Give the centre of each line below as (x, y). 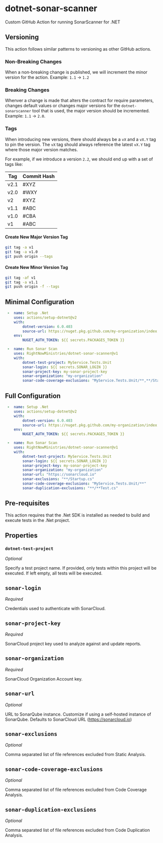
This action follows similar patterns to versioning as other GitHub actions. (78, 49)
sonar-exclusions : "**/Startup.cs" (58, 479)
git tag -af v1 (20, 278)
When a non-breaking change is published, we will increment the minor (76, 72)
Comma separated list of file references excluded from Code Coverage (76, 790)
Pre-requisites (27, 503)
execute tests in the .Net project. (38, 520)
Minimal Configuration (40, 302)
